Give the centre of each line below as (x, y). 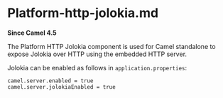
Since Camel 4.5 (32, 33)
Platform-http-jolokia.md (83, 13)
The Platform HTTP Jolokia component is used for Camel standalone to (111, 46)
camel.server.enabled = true (50, 81)
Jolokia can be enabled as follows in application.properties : (97, 67)
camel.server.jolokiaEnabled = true (61, 87)
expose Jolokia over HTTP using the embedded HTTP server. (97, 54)
